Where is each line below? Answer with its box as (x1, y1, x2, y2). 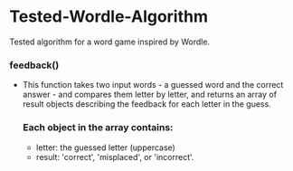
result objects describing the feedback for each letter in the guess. (22, 99, 271, 109)
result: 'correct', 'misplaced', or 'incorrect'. (35, 151, 194, 162)
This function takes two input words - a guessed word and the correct (22, 80, 284, 90)
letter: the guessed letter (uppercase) (35, 142, 176, 153)
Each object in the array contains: (22, 121, 174, 134)
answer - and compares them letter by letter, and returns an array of (22, 89, 278, 100)
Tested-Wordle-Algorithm (9, 6, 209, 27)
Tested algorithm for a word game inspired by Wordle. (9, 36, 211, 47)
